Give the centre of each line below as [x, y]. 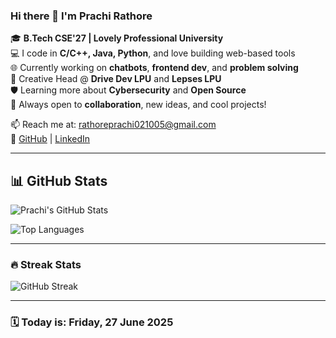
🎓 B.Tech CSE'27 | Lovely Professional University [117, 38]
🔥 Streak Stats [46, 265]
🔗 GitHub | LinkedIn [50, 139]
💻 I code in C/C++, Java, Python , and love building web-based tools [153, 53]
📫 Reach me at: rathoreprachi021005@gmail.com [113, 125]
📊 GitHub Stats [59, 180]
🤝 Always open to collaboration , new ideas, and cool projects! [138, 105]
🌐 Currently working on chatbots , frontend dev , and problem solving [154, 68]
